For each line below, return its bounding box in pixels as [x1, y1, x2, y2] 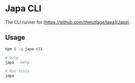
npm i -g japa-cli [5, 46, 43, 52]
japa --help [5, 60, 29, 65]
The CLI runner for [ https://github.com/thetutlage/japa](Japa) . [5, 19, 131, 25]
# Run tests [5, 69, 29, 74]
